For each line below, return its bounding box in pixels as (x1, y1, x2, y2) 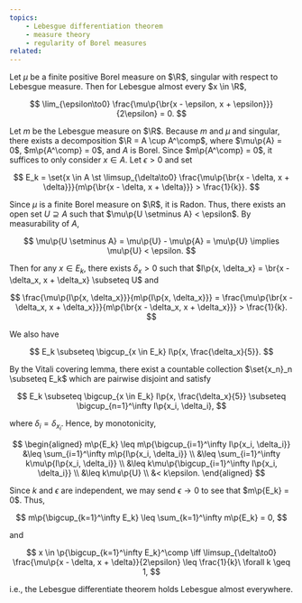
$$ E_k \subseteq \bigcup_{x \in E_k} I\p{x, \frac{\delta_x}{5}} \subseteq (16, 390, 287, 402)
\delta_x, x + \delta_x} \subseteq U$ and (9, 274, 160, 285)
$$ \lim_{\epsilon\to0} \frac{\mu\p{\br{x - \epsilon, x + (30, 98, 232, 109)
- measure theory (25, 30, 91, 39)
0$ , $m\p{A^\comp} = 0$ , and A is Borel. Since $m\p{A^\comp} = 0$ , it (9, 145, 273, 156)
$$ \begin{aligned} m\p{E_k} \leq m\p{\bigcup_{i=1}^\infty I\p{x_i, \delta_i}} (12, 439, 291, 450)
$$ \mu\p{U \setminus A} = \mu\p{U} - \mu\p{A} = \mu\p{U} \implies (23, 236, 279, 246)
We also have (9, 329, 59, 339)
